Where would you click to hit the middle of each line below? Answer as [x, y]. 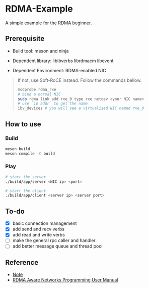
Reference [22, 262]
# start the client [26, 191]
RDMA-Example [39, 9]
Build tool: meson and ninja [41, 51]
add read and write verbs [39, 235]
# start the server [26, 177]
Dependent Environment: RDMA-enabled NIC [59, 70]
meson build [18, 149]
